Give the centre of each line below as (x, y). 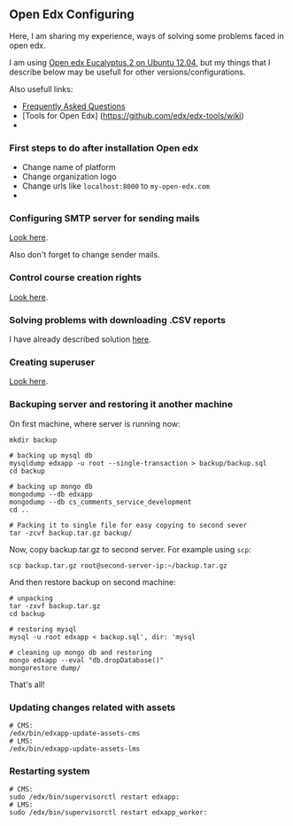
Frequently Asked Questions (73, 106)
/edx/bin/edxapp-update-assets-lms (75, 749)
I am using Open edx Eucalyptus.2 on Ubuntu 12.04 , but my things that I (140, 62)
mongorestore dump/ (45, 668)
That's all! (27, 684)
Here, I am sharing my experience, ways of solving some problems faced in (147, 35)
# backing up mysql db (51, 455)
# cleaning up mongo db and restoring (81, 652)
